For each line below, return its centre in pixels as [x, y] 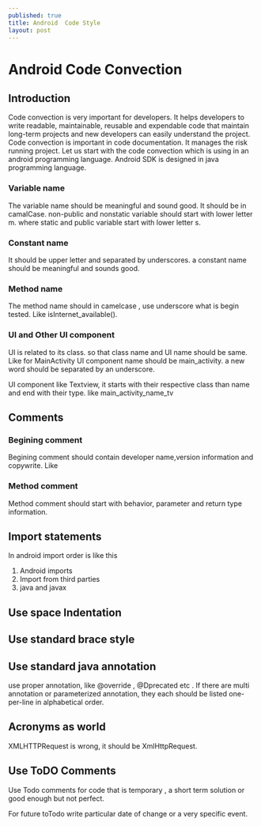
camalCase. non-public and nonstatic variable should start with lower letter [130, 213]
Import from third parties [60, 579]
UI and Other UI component [61, 335]
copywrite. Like [33, 466]
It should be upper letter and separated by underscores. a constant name [127, 260]
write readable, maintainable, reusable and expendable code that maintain [129, 126]
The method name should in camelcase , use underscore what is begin [124, 306]
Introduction [40, 98]
